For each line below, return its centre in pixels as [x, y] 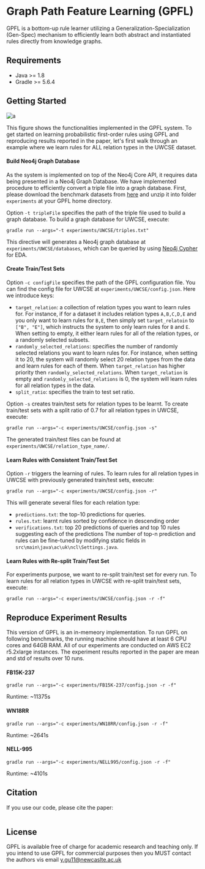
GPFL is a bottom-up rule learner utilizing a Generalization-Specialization [98, 28]
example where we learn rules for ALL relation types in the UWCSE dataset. [102, 147]
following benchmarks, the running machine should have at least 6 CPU [96, 639]
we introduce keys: [30, 295]
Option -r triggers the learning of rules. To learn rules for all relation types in [102, 473]
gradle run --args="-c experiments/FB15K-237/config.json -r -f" [91, 685]
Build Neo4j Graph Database [43, 161]
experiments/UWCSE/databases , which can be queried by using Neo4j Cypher [102, 248]
